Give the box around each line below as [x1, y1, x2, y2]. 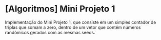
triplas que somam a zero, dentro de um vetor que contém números [5, 24, 141, 30]
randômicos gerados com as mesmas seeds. [5, 29, 95, 35]
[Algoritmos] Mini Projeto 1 [5, 3, 116, 14]
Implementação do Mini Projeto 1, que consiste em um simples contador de [5, 19, 156, 25]
